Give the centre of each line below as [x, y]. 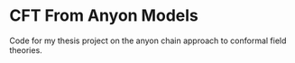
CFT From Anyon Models [104, 16]
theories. [26, 49]
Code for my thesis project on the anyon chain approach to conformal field [148, 40]
